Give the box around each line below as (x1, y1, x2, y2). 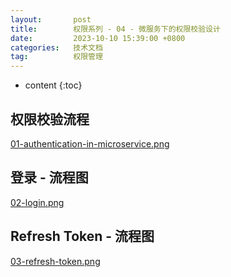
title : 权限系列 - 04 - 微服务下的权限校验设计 (10, 24, 221, 34)
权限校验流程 (10, 111, 90, 128)
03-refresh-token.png (10, 255, 101, 267)
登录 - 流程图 (10, 169, 89, 186)
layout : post (10, 14, 92, 25)
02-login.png (10, 196, 65, 208)
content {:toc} (24, 79, 83, 91)
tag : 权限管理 (10, 52, 103, 62)
